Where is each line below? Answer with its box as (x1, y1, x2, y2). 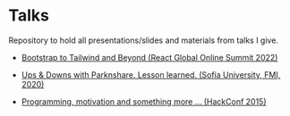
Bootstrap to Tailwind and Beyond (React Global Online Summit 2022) (21, 52, 278, 62)
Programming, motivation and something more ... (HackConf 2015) (21, 95, 267, 107)
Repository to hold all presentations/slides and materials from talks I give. (8, 35, 279, 46)
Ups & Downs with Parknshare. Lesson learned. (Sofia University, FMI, (21, 69, 281, 80)
